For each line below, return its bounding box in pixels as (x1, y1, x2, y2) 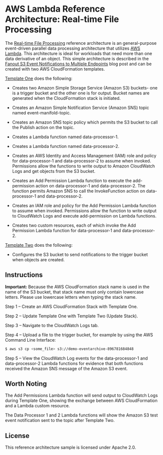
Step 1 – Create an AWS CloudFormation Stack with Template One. (5, 303, 138, 309)
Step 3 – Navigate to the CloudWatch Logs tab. (5, 322, 99, 328)
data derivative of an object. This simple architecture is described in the (5, 55, 149, 61)
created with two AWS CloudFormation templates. (5, 66, 105, 72)
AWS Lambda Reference (5, 3, 106, 15)
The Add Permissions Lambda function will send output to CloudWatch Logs (5, 393, 158, 399)
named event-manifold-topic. (12, 109, 71, 115)
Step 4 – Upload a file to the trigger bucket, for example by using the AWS (5, 332, 153, 338)
